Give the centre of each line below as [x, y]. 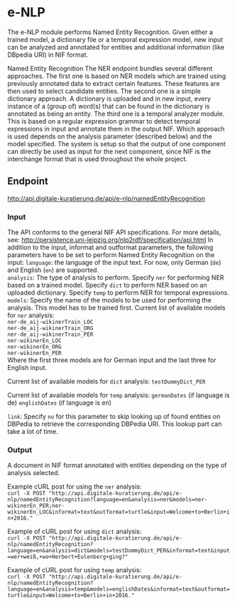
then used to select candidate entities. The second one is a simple [104, 91]
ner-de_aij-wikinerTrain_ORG [50, 328]
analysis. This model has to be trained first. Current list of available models [116, 308]
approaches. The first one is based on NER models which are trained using [117, 76]
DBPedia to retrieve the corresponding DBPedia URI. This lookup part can [115, 424]
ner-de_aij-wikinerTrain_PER [50, 334]
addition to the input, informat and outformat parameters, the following [110, 247]
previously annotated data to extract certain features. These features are [114, 83]
